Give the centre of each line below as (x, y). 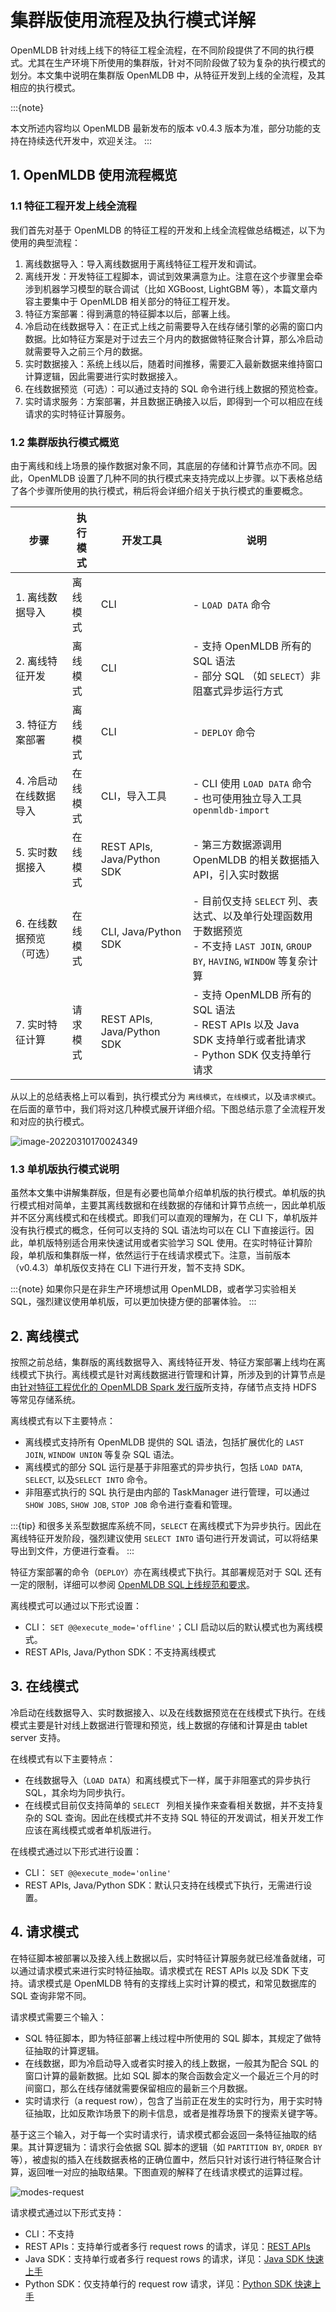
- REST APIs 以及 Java (246, 1024)
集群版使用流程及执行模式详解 (133, 20)
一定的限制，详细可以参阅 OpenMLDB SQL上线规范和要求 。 (133, 1585)
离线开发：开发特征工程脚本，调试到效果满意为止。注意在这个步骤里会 (169, 276)
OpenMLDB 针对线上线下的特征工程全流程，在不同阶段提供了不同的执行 (158, 50)
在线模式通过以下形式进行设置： (76, 1851)
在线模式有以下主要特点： (63, 1758)
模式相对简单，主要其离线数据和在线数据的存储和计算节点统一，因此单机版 (172, 1205)
